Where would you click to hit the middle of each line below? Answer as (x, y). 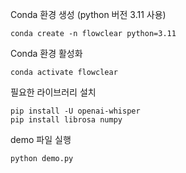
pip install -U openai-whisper (75, 111)
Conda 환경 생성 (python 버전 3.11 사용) (88, 14)
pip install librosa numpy (66, 120)
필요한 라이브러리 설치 (53, 92)
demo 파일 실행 (41, 139)
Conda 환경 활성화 (46, 53)
